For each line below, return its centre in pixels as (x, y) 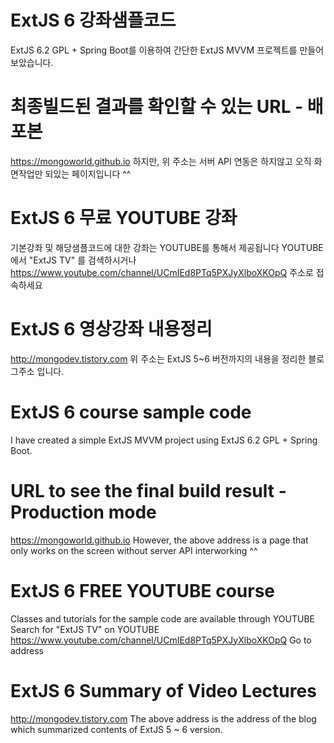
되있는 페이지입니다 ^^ (88, 173)
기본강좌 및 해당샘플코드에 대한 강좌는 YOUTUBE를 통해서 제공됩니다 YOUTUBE (167, 247)
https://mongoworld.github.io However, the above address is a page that (159, 540)
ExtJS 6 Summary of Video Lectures (163, 690)
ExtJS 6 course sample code (131, 412)
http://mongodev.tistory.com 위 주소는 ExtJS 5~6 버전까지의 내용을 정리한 (158, 358)
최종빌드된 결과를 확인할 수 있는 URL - (157, 107)
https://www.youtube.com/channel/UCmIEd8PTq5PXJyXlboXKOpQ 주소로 (162, 272)
